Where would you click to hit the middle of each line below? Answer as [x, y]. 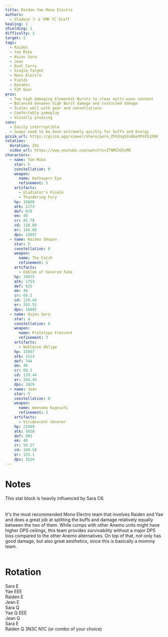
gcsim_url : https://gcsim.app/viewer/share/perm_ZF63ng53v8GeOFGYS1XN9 [81, 136]
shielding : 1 [19, 29]
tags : [11, 43]
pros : [11, 94]
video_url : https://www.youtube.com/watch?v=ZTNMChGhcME [70, 151]
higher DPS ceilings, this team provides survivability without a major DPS [80, 530]
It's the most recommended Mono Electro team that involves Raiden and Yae [84, 514]
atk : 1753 [25, 281]
